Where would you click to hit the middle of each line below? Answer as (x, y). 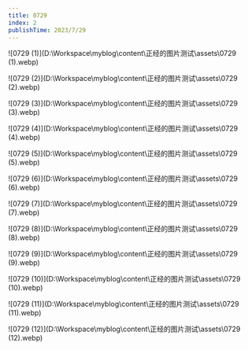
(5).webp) (24, 163)
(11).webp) (25, 313)
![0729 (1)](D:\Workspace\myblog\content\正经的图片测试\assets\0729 (122, 53)
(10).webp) (26, 288)
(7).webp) (24, 212)
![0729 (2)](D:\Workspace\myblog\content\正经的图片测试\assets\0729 (123, 79)
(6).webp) (24, 188)
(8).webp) (24, 238)
